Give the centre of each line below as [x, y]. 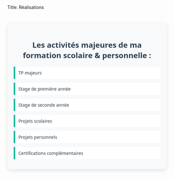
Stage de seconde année [44, 105]
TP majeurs [30, 73]
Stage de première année [45, 89]
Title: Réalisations [26, 7]
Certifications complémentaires [51, 153]
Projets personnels [38, 137]
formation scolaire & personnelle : [87, 55]
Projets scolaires [35, 121]
